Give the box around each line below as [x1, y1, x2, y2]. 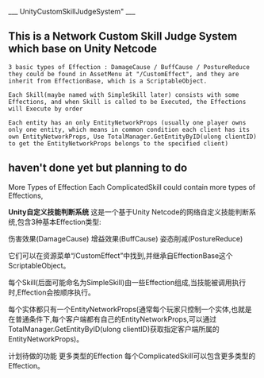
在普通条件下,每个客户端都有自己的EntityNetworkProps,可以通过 [8, 314, 217, 324]
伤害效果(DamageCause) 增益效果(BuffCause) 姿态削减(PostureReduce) [8, 233, 243, 243]
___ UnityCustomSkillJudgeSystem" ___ [8, 7, 136, 16]
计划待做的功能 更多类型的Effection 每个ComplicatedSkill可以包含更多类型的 [8, 351, 256, 361]
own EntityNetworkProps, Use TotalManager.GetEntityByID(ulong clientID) [8, 133, 258, 141]
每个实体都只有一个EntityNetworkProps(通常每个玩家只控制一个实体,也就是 [8, 304, 252, 314]
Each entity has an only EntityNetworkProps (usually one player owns [8, 118, 247, 126]
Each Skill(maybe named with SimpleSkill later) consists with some [8, 91, 239, 98]
